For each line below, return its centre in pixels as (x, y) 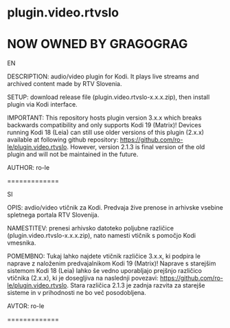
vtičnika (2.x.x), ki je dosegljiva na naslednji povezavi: (83, 278)
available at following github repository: (63, 140)
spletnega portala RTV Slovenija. (53, 215)
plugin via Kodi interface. (42, 105)
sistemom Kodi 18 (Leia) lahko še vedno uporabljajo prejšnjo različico (105, 271)
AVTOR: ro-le (26, 306)
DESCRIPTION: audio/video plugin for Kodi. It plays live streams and (103, 76)
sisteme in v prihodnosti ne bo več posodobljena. (77, 293)
